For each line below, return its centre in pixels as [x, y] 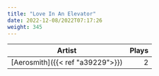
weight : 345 [25, 27]
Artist [67, 51]
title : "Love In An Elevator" [52, 14]
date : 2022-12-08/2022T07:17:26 [55, 20]
